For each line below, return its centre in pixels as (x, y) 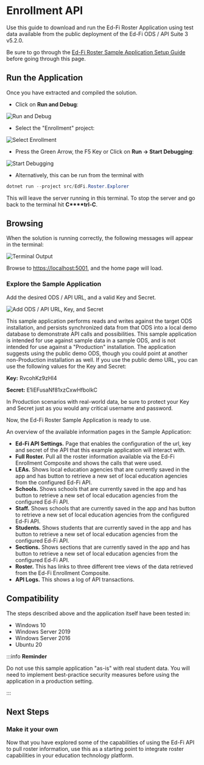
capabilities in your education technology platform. (70, 755)
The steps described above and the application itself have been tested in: (98, 613)
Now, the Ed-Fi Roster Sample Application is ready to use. (79, 420)
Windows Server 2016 (43, 638)
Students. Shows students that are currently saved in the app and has (103, 527)
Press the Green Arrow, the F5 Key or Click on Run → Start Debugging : (104, 151)
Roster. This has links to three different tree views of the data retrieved (104, 566)
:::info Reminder (27, 656)
